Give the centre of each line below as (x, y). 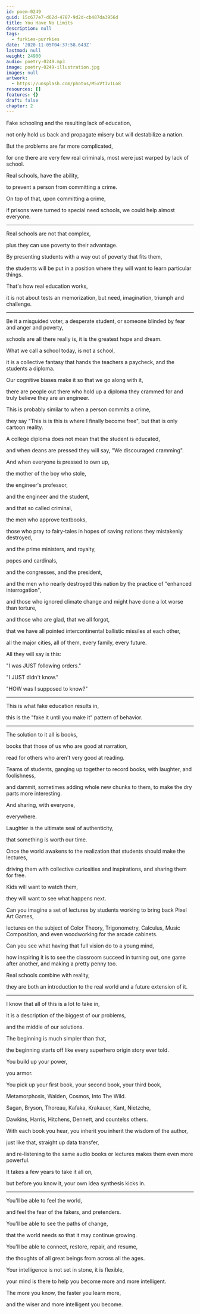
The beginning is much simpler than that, (56, 1038)
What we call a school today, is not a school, (60, 350)
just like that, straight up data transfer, (53, 1142)
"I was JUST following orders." (44, 666)
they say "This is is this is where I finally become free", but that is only (92, 421)
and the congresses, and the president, (54, 572)
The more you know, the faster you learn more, (64, 1293)
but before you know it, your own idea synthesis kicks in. (76, 1183)
